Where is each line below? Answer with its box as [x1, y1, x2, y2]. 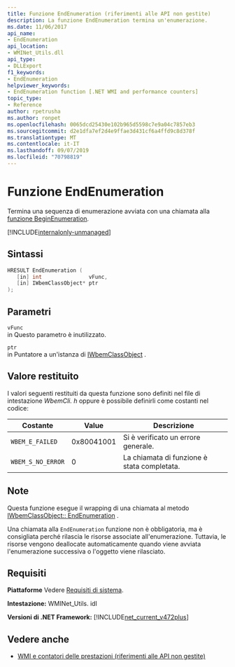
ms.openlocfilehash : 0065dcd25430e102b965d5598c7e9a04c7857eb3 [7, 121, 196, 128]
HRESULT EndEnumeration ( [7, 267, 83, 274]
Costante [22, 420, 54, 430]
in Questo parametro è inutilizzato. [7, 330, 106, 338]
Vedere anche [7, 633, 70, 645]
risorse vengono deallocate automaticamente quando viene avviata [7, 539, 201, 548]
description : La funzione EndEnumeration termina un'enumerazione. [7, 17, 208, 24]
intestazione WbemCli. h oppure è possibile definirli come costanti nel [7, 397, 208, 405]
